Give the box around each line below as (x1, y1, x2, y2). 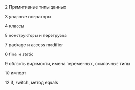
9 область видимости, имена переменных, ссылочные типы (5, 61, 130, 66)
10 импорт (5, 70, 27, 76)
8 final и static (5, 51, 34, 57)
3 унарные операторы (5, 14, 51, 19)
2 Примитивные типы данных (5, 4, 67, 10)
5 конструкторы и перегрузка (5, 33, 67, 38)
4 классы (5, 23, 24, 29)
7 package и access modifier (5, 42, 63, 48)
